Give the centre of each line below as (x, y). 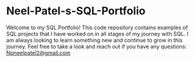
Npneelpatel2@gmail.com (38, 52)
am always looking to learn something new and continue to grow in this (94, 40)
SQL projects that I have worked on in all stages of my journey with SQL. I (97, 33)
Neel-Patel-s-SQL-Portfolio (76, 11)
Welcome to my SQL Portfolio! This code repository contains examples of (97, 27)
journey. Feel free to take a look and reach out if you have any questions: (96, 46)
